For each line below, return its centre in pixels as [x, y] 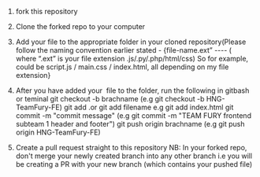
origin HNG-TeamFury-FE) [58, 132]
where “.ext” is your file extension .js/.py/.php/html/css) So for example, [132, 59]
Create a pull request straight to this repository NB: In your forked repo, [131, 147]
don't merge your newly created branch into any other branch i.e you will [134, 156]
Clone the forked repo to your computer [80, 26]
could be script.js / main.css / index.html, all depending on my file [122, 67]
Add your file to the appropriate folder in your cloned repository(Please [131, 42]
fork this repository [46, 11]
